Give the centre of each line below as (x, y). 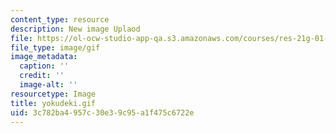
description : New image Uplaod (75, 29)
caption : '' (44, 66)
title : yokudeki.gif (53, 103)
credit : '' (42, 76)
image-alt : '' (48, 85)
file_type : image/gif (55, 47)
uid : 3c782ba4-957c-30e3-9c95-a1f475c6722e (102, 112)
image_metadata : (44, 57)
